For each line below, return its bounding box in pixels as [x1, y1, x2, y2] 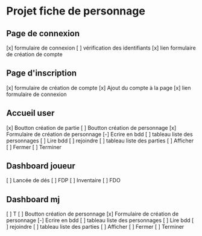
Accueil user [6, 108, 55, 118]
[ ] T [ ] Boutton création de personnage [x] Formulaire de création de [6, 210, 179, 218]
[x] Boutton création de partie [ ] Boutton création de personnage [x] [6, 124, 177, 131]
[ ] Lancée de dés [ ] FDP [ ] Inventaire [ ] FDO [6, 177, 121, 184]
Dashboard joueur [6, 161, 75, 171]
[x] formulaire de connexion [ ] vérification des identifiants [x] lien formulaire [6, 44, 196, 51]
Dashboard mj [6, 194, 60, 205]
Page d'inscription [6, 68, 77, 78]
